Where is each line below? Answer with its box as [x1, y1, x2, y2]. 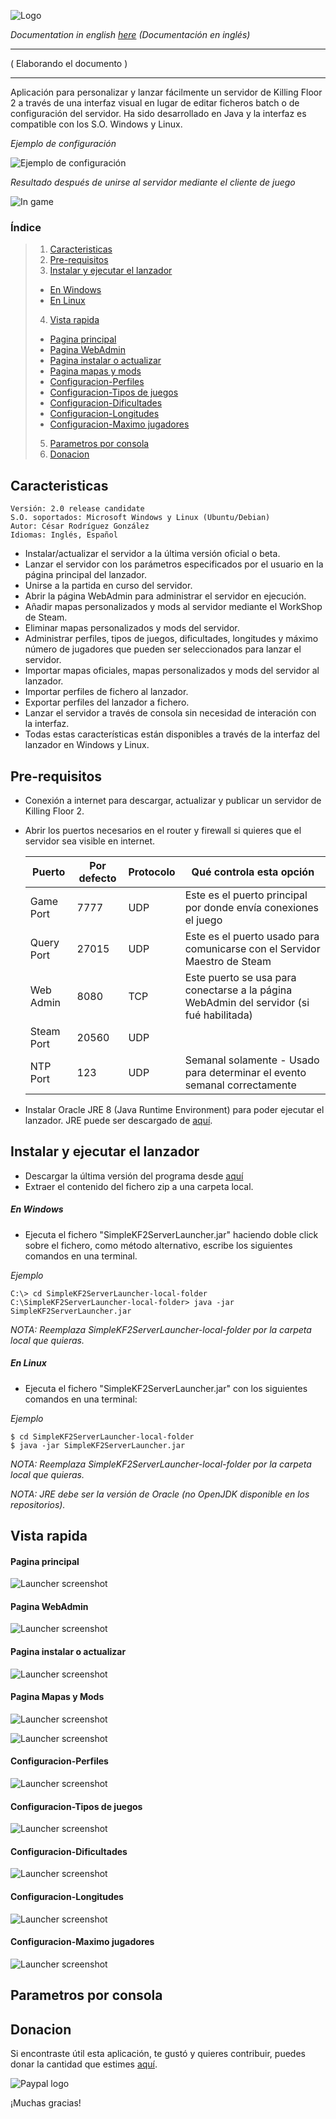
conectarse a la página [184, 983, 293, 997]
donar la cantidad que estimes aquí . [10, 2058, 158, 2070]
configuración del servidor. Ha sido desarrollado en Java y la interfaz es [10, 108, 307, 119]
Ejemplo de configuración [10, 138, 117, 149]
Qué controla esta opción [191, 865, 315, 879]
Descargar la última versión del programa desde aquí [24, 1170, 244, 1182]
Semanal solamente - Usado [184, 1053, 320, 1067]
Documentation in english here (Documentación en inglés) [10, 29, 251, 40]
